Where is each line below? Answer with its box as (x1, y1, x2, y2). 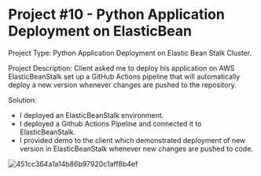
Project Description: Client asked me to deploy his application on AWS (8, 63, 235, 72)
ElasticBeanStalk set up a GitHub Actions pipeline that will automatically (8, 71, 241, 81)
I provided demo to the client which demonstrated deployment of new (19, 135, 246, 145)
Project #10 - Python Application (8, 5, 226, 24)
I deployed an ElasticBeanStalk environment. (19, 110, 164, 119)
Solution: (8, 95, 37, 104)
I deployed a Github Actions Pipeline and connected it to (19, 119, 202, 128)
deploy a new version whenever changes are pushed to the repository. (8, 80, 237, 90)
